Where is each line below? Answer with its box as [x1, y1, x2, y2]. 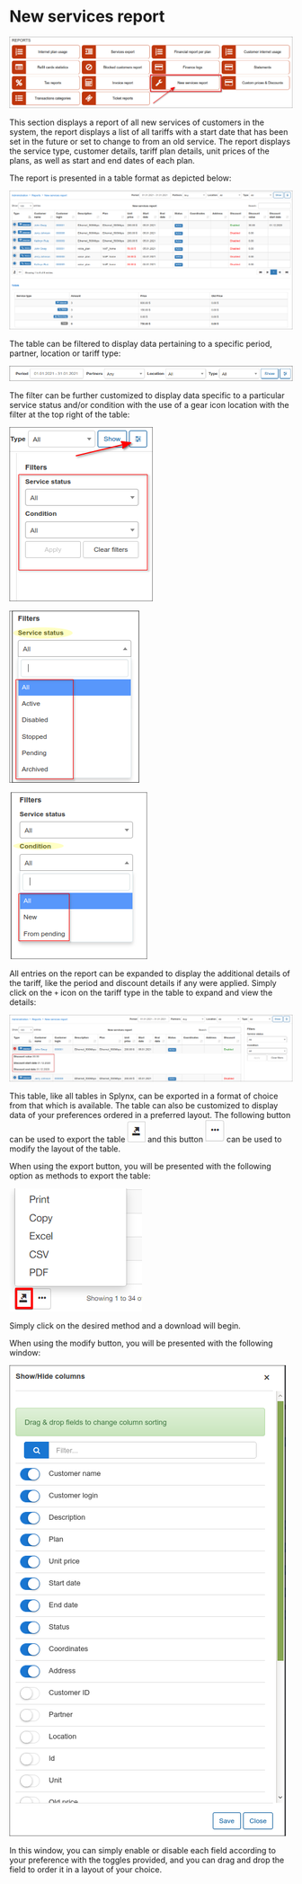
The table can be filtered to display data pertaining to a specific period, [9, 338, 272, 349]
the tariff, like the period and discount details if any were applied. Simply [9, 977, 277, 988]
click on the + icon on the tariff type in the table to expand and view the [9, 987, 273, 998]
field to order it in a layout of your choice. [9, 1863, 163, 1875]
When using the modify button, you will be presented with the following [9, 1337, 273, 1348]
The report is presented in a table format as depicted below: [9, 173, 232, 183]
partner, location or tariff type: [9, 348, 121, 359]
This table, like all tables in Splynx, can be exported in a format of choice [9, 1090, 279, 1101]
